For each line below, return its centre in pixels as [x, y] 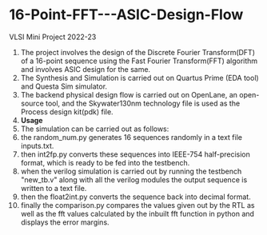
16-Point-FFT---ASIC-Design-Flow [126, 15]
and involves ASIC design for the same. [86, 69]
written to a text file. [54, 188]
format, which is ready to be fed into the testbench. [105, 162]
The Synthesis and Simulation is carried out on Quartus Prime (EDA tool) [139, 78]
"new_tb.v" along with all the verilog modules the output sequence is [134, 179]
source [32, 103]
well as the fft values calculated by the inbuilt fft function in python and [137, 213]
